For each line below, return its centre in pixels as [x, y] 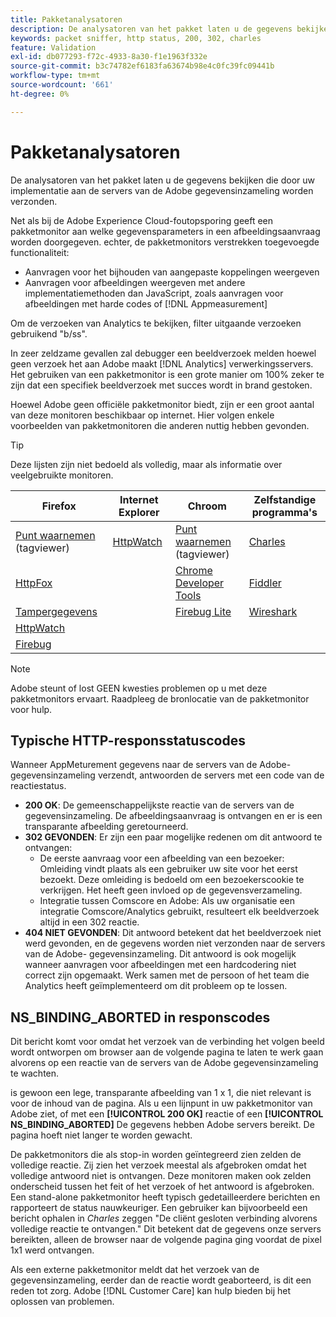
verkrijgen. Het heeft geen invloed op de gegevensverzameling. [171, 890]
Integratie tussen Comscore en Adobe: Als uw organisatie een [167, 901]
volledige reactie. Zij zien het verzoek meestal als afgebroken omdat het [158, 1165]
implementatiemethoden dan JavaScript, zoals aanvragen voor [154, 293]
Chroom [207, 506]
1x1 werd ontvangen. [52, 1250]
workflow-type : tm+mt [55, 76]
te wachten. [35, 1073]
